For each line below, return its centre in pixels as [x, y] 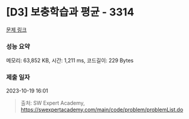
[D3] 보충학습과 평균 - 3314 [70, 12]
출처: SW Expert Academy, [53, 103]
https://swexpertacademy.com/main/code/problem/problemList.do [102, 110]
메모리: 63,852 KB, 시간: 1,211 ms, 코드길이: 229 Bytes [70, 60]
